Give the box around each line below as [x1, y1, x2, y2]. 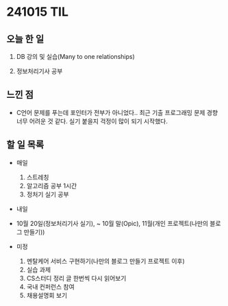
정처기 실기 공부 [26, 190, 69, 199]
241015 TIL [6, 4, 69, 20]
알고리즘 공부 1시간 [26, 181, 77, 190]
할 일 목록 [6, 139, 45, 151]
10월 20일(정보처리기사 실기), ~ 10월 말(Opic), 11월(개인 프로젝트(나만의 [16, 219, 209, 227]
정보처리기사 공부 [16, 67, 63, 75]
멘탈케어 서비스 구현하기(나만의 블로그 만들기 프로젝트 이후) [26, 257, 186, 265]
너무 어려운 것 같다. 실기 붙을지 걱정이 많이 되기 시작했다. [16, 117, 168, 125]
